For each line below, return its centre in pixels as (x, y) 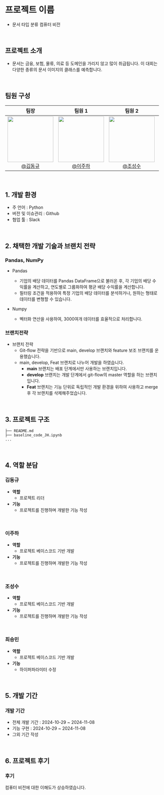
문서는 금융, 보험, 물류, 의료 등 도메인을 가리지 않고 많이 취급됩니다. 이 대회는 (85, 63)
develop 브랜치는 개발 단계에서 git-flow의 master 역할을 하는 (85, 375)
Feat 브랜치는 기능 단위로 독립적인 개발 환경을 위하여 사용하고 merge (92, 387)
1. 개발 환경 (21, 195)
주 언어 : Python (28, 207)
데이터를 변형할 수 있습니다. (45, 299)
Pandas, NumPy (24, 260)
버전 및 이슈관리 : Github (36, 214)
